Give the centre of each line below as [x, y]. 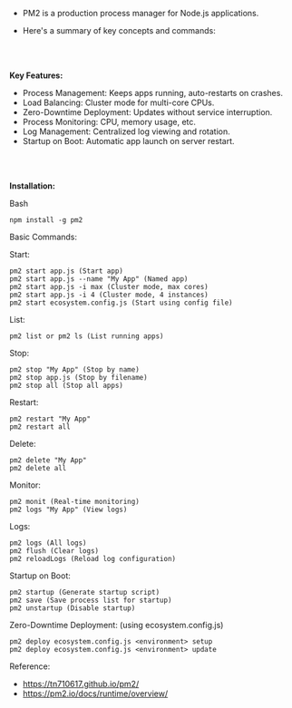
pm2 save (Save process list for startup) [91, 600]
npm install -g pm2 [46, 220]
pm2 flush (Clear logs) [54, 551]
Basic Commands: [44, 237]
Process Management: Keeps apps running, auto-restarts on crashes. [153, 93]
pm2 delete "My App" [49, 461]
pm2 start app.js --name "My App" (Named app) [99, 279]
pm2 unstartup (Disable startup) [73, 608]
